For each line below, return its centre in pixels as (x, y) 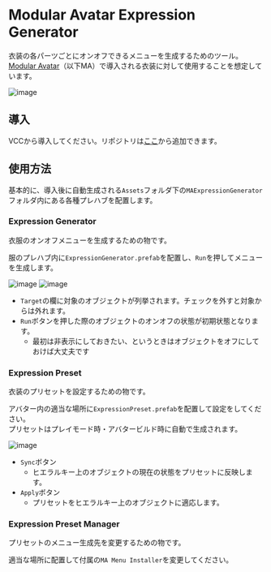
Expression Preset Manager (64, 524)
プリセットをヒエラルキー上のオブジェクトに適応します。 (128, 503)
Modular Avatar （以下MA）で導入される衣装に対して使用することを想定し (132, 66)
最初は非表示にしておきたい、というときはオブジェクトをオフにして (146, 341)
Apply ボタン (40, 492)
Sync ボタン (38, 462)
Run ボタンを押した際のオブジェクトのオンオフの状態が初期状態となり (135, 320)
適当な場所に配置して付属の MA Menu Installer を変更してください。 (121, 560)
